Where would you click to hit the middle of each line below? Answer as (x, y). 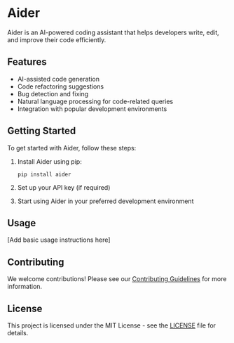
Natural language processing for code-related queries (95, 101)
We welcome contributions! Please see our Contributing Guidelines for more (117, 279)
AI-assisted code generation (58, 79)
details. (18, 333)
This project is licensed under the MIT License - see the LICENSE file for (111, 325)
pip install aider (44, 174)
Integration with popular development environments (92, 109)
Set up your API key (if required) (64, 187)
